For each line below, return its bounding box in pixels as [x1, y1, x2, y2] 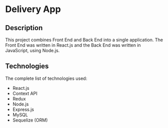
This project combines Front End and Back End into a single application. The [5, 37, 163, 43]
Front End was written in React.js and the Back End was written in [5, 42, 141, 48]
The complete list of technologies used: [5, 75, 88, 81]
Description [5, 24, 43, 32]
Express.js [12, 106, 34, 112]
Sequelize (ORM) [12, 117, 48, 123]
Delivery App [5, 4, 61, 15]
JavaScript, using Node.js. [5, 48, 60, 53]
